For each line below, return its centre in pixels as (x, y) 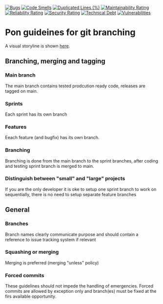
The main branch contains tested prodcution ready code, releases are (75, 86)
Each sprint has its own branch (36, 114)
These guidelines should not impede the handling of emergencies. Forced (79, 286)
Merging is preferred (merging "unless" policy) (52, 263)
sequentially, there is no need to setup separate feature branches (71, 194)
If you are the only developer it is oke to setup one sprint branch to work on (81, 189)
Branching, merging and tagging (55, 61)
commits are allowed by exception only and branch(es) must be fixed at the (81, 291)
